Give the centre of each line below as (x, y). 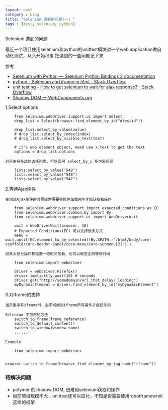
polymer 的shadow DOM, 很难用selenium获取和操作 (66, 389)
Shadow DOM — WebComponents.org (52, 98)
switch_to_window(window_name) (47, 328)
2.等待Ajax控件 (21, 189)
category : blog (22, 15)
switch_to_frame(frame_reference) (50, 319)
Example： (15, 342)
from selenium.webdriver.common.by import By (63, 213)
